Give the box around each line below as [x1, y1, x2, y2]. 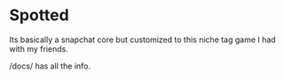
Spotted [9, 5, 69, 25]
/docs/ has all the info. [9, 61, 91, 71]
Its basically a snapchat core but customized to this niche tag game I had [9, 34, 277, 45]
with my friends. [9, 43, 68, 54]
